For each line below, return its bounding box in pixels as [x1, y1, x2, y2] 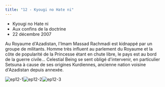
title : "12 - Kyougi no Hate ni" [5, 7, 74, 12]
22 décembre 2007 [12, 31, 52, 37]
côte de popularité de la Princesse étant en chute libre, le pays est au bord [5, 51, 157, 57]
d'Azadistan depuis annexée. [5, 67, 64, 73]
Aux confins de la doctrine [12, 26, 66, 32]
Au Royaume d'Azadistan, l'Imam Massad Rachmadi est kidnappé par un [5, 40, 152, 47]
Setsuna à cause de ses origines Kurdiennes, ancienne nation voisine [5, 61, 146, 67]
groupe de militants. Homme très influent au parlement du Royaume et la [5, 46, 153, 52]
